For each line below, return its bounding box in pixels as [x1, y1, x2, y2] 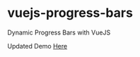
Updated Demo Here [7, 42, 68, 50]
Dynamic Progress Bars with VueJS [7, 28, 111, 37]
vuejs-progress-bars [7, 5, 133, 21]
